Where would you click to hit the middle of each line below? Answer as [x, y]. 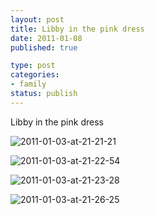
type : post [33, 66]
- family [28, 84]
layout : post [37, 19]
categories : [35, 75]
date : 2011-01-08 [46, 38]
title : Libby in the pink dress [77, 29]
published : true [44, 47]
